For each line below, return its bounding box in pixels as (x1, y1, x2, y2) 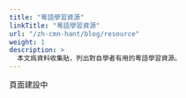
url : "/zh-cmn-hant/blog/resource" (9, 29, 140, 38)
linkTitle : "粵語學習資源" (9, 21, 100, 30)
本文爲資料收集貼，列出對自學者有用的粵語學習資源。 (17, 54, 182, 63)
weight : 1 (9, 37, 46, 47)
